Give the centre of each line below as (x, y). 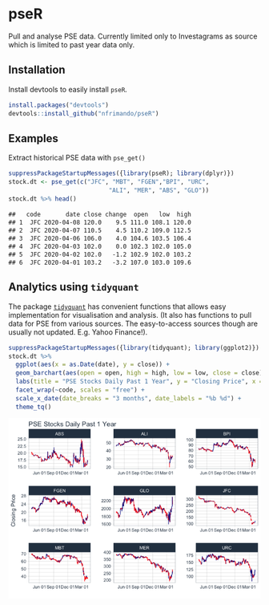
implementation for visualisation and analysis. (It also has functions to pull (130, 315)
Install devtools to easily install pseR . (68, 89)
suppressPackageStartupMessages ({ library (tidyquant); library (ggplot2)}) (134, 347)
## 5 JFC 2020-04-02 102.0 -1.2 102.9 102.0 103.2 (100, 254)
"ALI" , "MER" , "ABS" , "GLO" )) (159, 191)
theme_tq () (34, 407)
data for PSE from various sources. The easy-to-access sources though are (133, 323)
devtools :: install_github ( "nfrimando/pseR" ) (84, 113)
